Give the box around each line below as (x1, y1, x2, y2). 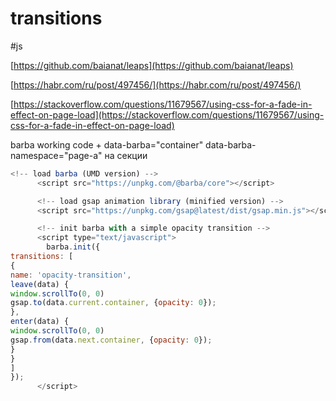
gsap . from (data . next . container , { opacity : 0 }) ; (10, 335, 213, 345)
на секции (104, 149, 148, 161)
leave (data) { (10, 279, 70, 289)
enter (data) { (10, 317, 70, 327)
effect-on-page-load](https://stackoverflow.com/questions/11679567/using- (10, 108, 325, 121)
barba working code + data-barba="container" (10, 138, 204, 151)
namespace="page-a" (10, 149, 103, 161)
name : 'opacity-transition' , (10, 270, 132, 280)
